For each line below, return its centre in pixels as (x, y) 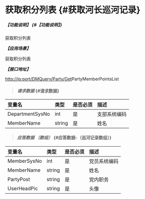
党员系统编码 (104, 161)
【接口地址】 (18, 69)
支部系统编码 (112, 114)
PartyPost (19, 179)
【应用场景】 (18, 48)
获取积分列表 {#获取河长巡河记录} (73, 10)
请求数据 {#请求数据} (38, 90)
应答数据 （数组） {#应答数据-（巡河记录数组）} (64, 137)
